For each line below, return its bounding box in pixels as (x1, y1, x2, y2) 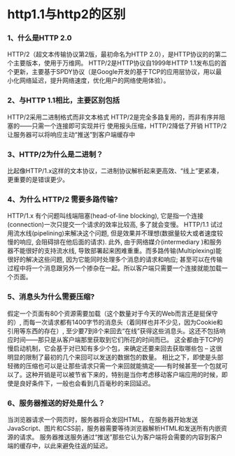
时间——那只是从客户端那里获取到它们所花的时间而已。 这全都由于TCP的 (13, 335, 224, 344)
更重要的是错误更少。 (7, 175, 69, 184)
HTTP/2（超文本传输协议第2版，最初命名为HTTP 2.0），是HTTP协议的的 (7, 50, 215, 59)
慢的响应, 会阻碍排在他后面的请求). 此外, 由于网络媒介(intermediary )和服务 (7, 238, 222, 247)
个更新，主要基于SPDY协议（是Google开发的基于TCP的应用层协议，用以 (7, 68, 216, 76)
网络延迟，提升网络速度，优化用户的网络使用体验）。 (19, 76, 170, 84)
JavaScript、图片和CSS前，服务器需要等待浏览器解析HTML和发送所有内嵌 (7, 424, 222, 432)
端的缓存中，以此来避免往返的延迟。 (7, 441, 112, 450)
